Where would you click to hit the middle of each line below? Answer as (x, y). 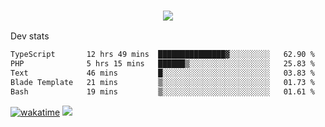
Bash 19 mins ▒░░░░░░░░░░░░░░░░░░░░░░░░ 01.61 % (162, 91)
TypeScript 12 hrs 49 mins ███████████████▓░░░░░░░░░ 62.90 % (162, 55)
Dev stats (30, 36)
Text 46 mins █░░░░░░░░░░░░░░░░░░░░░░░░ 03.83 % (162, 73)
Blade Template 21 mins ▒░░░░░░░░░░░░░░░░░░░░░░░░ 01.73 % (162, 82)
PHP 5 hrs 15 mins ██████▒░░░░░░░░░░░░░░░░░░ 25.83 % (162, 64)
